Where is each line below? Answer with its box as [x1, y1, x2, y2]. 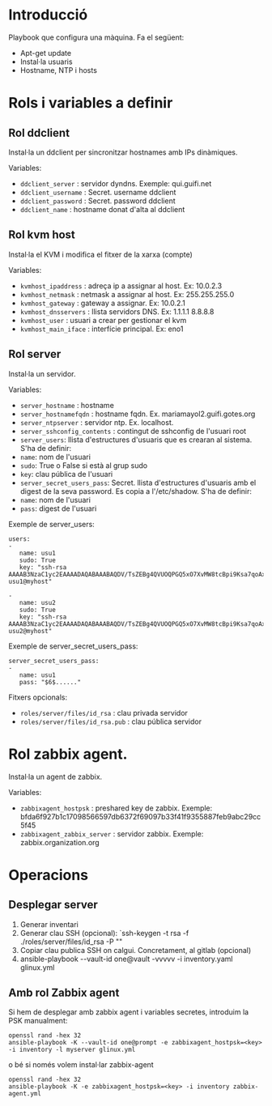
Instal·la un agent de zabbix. [8, 772, 103, 781]
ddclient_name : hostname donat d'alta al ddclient [19, 204, 185, 214]
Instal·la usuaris [19, 57, 73, 66]
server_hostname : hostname [19, 400, 115, 410]
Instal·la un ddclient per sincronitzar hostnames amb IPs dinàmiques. [8, 147, 238, 157]
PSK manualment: [8, 1016, 68, 1026]
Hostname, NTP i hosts [19, 65, 97, 74]
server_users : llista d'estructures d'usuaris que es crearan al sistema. [19, 435, 253, 445]
